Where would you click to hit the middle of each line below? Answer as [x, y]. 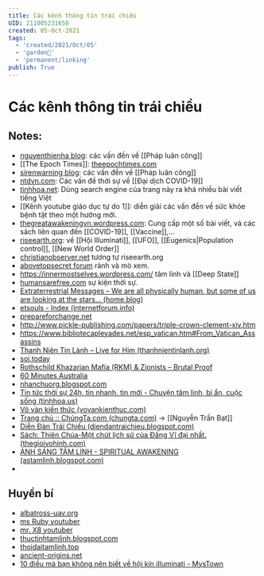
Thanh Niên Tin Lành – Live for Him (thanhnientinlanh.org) [115, 350]
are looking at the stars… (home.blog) [82, 299]
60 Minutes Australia [54, 375]
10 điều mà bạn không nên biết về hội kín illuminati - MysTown [122, 563]
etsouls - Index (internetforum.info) [77, 308]
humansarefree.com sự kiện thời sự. [79, 282]
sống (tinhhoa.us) [49, 401]
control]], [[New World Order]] [69, 249]
